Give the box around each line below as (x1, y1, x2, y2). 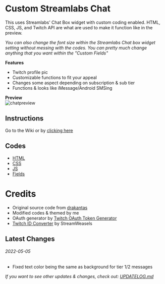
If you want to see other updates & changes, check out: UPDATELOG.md (5, 274, 154, 280)
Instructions (5, 114, 44, 123)
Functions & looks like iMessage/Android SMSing (12, 85, 112, 91)
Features (5, 59, 24, 65)
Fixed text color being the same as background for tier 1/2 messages (12, 264, 153, 270)
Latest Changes (5, 234, 55, 243)
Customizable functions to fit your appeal (12, 74, 97, 80)
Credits (5, 188, 36, 199)
